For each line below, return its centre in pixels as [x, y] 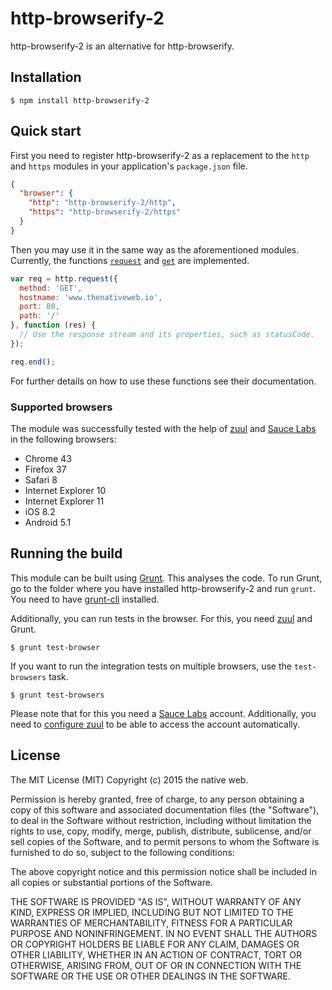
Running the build [66, 553]
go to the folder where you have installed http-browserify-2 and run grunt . [163, 588]
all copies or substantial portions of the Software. [111, 882]
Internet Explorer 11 [64, 501]
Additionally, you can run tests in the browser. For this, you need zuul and [161, 618]
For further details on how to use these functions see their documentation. [163, 381]
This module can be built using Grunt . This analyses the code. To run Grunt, [166, 578]
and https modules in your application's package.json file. [129, 166]
